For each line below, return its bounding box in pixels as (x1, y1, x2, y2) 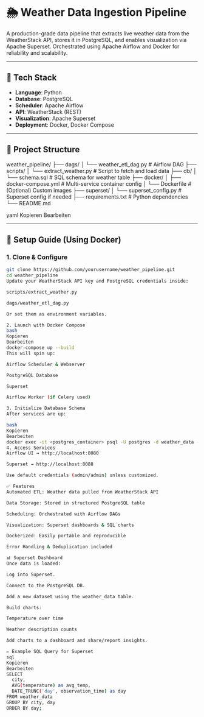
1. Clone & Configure (6, 253, 68, 261)
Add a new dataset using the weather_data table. (6, 593, 135, 599)
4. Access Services (6, 445, 56, 451)
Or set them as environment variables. (6, 311, 107, 317)
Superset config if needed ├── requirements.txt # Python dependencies (6, 193, 188, 200)
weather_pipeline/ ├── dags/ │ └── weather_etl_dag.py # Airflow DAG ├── (6, 160, 197, 168)
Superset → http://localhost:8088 (6, 461, 94, 467)
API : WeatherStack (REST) (15, 108, 82, 115)
